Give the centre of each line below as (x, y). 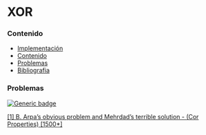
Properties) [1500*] (35, 124)
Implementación (40, 48)
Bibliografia (33, 70)
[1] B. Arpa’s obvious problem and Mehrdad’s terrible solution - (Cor (103, 116)
